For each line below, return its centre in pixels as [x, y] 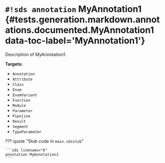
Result [19, 121]
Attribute [23, 79]
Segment [20, 127]
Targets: [14, 64]
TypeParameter [27, 132]
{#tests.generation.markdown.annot [82, 20]
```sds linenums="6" [27, 150]
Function [21, 100]
